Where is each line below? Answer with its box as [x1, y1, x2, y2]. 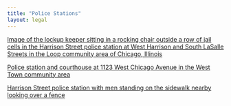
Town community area [7, 70, 71, 79]
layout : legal [7, 16, 48, 23]
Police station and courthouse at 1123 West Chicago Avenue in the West [7, 63, 211, 71]
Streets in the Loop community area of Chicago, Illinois [7, 49, 163, 58]
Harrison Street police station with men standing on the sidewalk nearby [7, 83, 212, 92]
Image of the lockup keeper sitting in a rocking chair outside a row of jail [7, 35, 212, 43]
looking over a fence [7, 90, 65, 99]
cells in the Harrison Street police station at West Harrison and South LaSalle [7, 42, 224, 51]
